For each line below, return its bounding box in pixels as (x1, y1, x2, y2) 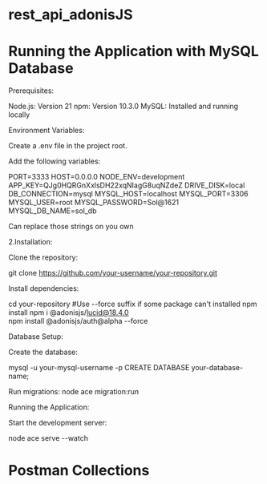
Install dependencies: (8, 284, 79, 293)
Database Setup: (8, 332, 64, 341)
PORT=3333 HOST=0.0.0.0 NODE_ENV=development (8, 172, 185, 182)
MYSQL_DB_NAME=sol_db (8, 206, 97, 216)
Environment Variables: (8, 126, 85, 135)
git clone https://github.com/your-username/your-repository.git (8, 268, 218, 278)
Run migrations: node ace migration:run (8, 387, 140, 397)
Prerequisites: (8, 86, 55, 95)
